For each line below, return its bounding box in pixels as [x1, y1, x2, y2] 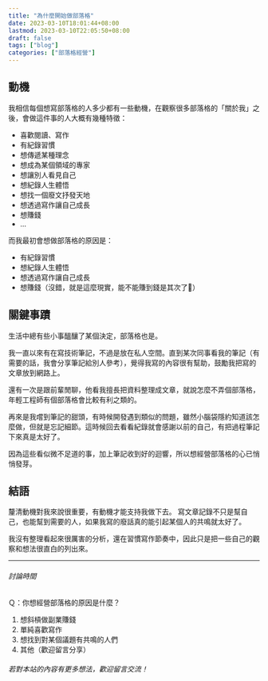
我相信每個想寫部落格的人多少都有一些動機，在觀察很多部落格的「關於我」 [8, 103, 253, 113]
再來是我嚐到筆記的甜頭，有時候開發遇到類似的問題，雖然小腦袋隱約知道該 [8, 412, 253, 421]
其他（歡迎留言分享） [19, 644, 90, 654]
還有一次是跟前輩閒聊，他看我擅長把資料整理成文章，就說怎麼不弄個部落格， [8, 384, 260, 394]
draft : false [8, 34, 52, 42]
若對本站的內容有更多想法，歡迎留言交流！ [8, 664, 148, 674]
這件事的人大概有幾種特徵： [35, 113, 128, 122]
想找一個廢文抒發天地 [19, 189, 90, 200]
